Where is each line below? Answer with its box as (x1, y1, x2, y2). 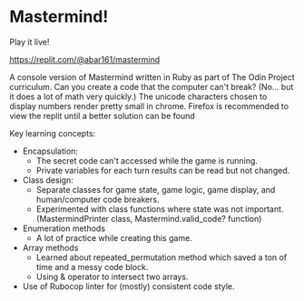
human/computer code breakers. (35, 194, 160, 205)
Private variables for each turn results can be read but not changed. (35, 165, 290, 176)
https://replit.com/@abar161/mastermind (9, 54, 161, 65)
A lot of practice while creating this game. (35, 232, 192, 243)
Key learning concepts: (9, 127, 96, 138)
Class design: (22, 175, 74, 186)
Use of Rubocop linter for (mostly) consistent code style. (22, 280, 235, 292)
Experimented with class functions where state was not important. (35, 203, 284, 215)
